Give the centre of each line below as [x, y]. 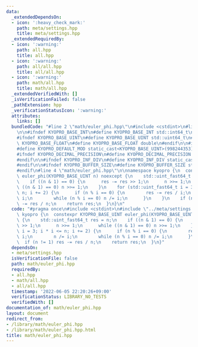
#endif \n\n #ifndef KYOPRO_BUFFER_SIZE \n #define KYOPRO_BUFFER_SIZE [101, 165]
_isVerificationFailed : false [48, 99]
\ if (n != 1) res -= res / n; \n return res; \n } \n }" [91, 242]
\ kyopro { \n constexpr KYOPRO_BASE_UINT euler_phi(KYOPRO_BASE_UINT [105, 215]
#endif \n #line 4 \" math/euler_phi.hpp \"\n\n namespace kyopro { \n [99, 171]
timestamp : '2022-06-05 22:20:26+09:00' [62, 292]
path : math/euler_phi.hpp [43, 264]
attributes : [26, 116]
